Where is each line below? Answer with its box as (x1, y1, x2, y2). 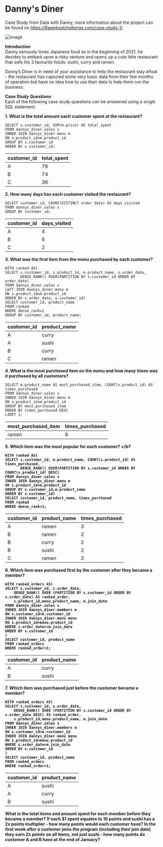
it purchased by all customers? (5, 373, 69, 378)
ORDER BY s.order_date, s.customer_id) (5, 296, 86, 301)
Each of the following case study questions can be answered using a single (5, 98, 156, 104)
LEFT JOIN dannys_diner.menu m (5, 287, 68, 292)
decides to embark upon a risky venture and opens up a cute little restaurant (5, 54, 158, 59)
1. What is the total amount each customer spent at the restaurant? (5, 113, 142, 119)
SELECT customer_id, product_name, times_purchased (5, 495, 112, 500)
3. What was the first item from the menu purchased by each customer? (5, 256, 153, 262)
